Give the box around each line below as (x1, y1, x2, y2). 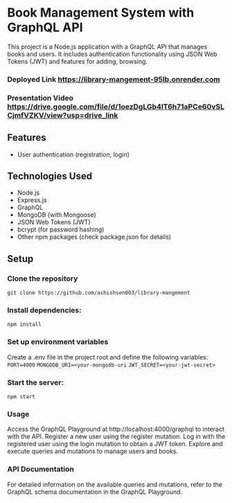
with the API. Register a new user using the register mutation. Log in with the (7, 432, 226, 441)
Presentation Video (7, 93, 74, 103)
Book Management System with (7, 5, 195, 21)
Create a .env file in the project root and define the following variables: (7, 353, 208, 361)
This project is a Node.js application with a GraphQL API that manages (7, 42, 208, 51)
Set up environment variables (7, 337, 109, 347)
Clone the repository (7, 274, 78, 283)
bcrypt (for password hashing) (17, 225, 105, 233)
